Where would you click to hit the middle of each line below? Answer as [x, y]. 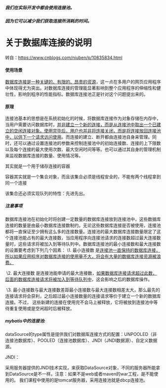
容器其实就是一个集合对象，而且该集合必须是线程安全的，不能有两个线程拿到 [83, 177]
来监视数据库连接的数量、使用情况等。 [44, 156]
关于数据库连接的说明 [49, 43]
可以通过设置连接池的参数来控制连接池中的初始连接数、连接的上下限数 [89, 143]
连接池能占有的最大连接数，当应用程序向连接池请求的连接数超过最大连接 [83, 238]
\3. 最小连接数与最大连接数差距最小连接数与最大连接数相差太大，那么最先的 [83, 290]
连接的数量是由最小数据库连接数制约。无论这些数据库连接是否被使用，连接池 [83, 225]
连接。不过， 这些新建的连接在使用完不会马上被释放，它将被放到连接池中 [79, 302]
